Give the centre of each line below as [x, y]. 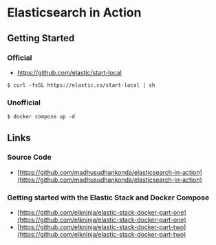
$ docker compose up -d [41, 117]
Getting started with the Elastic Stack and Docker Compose [108, 198]
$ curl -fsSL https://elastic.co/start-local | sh [81, 85]
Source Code [29, 158]
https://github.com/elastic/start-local [69, 72]
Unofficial [24, 103]
